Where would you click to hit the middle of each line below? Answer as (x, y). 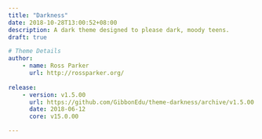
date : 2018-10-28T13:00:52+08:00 (63, 23)
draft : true (27, 37)
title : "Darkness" (38, 15)
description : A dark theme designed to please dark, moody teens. (119, 30)
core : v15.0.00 (54, 117)
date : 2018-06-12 (57, 109)
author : (21, 59)
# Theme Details (35, 52)
